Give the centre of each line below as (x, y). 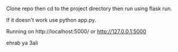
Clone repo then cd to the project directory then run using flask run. (89, 9)
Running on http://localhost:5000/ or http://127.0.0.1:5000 (76, 31)
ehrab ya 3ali (22, 43)
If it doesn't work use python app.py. (51, 20)
